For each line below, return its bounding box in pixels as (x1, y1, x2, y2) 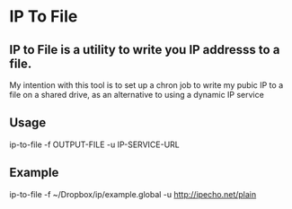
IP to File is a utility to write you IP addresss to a (9, 42, 280, 57)
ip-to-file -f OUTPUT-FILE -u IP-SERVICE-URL (9, 139, 180, 150)
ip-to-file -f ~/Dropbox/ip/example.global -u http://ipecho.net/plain (9, 188, 257, 199)
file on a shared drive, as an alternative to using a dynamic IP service (9, 90, 265, 100)
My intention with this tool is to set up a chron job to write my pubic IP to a (9, 80, 284, 91)
